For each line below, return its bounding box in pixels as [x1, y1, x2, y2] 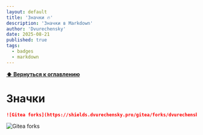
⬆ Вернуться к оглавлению [6, 70, 80, 77]
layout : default [6, 8, 47, 15]
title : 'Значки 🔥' [6, 15, 53, 21]
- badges [11, 48, 34, 54]
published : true [6, 37, 47, 43]
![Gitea [6, 111, 26, 118]
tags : [6, 43, 20, 49]
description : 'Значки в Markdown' [6, 20, 94, 26]
